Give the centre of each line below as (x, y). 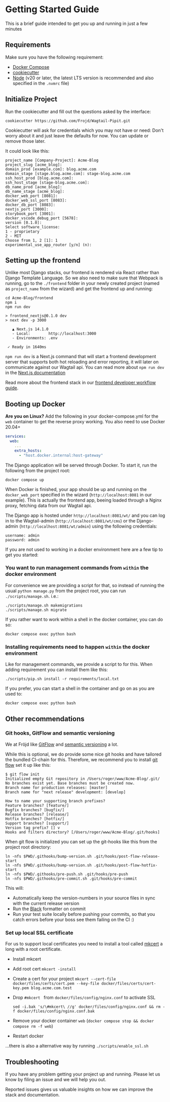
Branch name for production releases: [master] (57, 788)
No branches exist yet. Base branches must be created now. (70, 783)
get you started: (22, 555)
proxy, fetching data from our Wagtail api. (49, 505)
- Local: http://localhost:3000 (54, 334)
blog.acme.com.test (52, 988)
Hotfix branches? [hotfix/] (35, 819)
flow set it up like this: (28, 765)
